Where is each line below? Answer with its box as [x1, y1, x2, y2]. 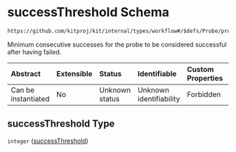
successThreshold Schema [7, 4, 170, 20]
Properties [187, 73, 223, 83]
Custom [187, 64, 214, 74]
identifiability [137, 94, 181, 103]
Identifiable [137, 68, 177, 78]
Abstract [11, 68, 41, 78]
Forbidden [187, 89, 221, 99]
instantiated [11, 94, 50, 103]
